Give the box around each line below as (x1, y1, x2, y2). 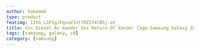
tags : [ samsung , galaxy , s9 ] (6, 30, 79, 36)
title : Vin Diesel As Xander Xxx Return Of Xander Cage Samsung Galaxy (6, 25, 187, 31)
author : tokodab (6, 8, 46, 15)
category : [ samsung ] (6, 36, 58, 42)
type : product (6, 14, 42, 20)
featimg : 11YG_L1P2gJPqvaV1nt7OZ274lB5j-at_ (6, 19, 118, 25)
